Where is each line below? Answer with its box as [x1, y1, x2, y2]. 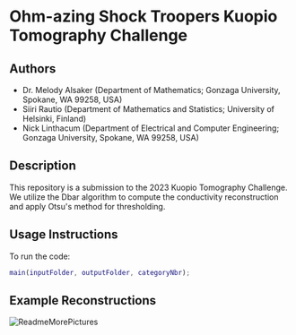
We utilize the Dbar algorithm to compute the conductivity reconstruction [9, 191, 279, 202]
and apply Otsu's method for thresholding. [9, 201, 166, 211]
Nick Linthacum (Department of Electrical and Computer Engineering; [22, 123, 280, 133]
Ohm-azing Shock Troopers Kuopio [9, 6, 278, 27]
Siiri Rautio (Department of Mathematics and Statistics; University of [22, 104, 275, 114]
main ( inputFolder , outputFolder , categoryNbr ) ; [9, 268, 191, 277]
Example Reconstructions [9, 293, 157, 308]
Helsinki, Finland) [22, 114, 87, 124]
